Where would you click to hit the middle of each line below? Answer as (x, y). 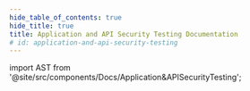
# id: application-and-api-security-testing (94, 42)
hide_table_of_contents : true (66, 17)
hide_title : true (42, 26)
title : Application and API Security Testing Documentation (124, 34)
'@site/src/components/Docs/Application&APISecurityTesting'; (125, 78)
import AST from (40, 68)
